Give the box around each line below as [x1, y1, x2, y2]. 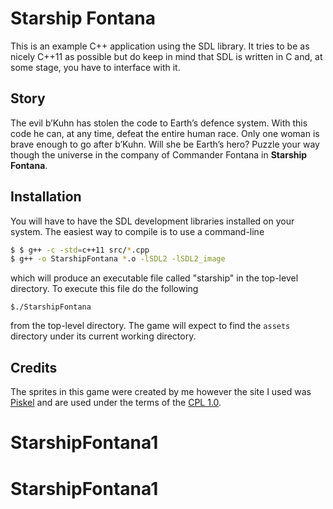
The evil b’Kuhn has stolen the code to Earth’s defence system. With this [10, 117, 308, 129]
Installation [10, 188, 82, 206]
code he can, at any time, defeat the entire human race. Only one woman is [10, 127, 320, 139]
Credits [10, 359, 58, 376]
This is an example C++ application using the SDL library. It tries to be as [10, 40, 310, 52]
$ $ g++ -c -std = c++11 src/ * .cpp [10, 245, 150, 255]
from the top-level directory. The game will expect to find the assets [10, 320, 291, 332]
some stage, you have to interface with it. [10, 61, 181, 73]
